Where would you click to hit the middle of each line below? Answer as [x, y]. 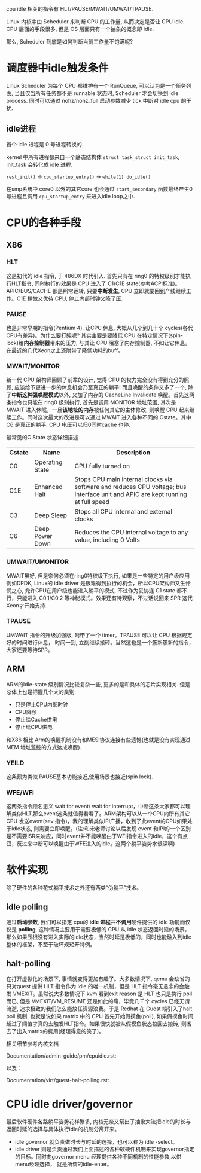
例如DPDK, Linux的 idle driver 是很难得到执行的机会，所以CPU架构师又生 [96, 583]
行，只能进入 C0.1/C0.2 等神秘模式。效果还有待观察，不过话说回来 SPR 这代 [100, 598]
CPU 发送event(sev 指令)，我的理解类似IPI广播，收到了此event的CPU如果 [97, 821]
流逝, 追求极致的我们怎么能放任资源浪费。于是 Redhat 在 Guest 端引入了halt [99, 1009]
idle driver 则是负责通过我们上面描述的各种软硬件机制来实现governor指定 [105, 1149]
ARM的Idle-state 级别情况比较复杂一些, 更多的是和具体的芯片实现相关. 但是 [98, 684]
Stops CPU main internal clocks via [124, 479]
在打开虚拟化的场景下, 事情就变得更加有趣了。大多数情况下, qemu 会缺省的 [98, 979]
